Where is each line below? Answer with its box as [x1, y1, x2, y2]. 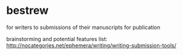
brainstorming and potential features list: [6, 35, 108, 42]
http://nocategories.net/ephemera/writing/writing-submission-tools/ [6, 42, 177, 49]
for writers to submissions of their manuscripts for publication [6, 24, 161, 31]
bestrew [6, 4, 49, 18]
